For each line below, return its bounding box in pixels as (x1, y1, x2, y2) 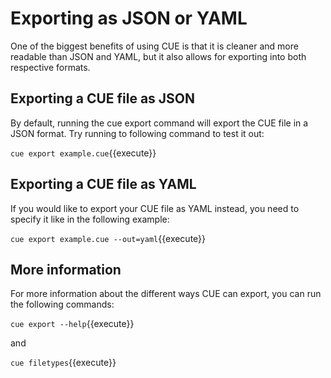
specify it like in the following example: (10, 213, 170, 225)
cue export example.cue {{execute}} (10, 147, 157, 159)
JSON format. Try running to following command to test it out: (10, 127, 265, 139)
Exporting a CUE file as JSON (10, 90, 196, 107)
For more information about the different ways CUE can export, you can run (10, 288, 322, 300)
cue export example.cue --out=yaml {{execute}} (10, 232, 207, 244)
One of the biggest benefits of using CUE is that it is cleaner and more (10, 40, 299, 52)
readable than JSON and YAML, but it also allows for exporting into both (10, 50, 307, 62)
